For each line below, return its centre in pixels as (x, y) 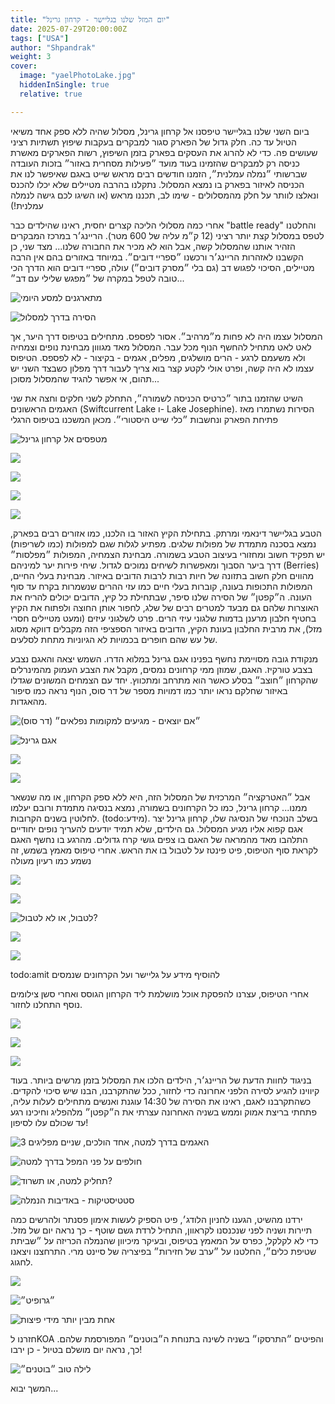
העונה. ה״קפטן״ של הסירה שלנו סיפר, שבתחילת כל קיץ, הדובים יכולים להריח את (161, 597)
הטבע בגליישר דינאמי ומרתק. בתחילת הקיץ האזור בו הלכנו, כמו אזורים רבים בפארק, (166, 533)
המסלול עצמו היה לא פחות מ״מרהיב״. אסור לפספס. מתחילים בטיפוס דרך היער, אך (166, 336)
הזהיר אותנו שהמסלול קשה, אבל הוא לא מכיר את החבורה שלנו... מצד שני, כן (153, 246)
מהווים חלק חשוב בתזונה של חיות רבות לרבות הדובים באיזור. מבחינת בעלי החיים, (162, 575)
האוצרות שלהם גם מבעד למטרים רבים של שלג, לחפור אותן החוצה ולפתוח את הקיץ (165, 607)
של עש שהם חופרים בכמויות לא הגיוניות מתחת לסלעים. (114, 639)
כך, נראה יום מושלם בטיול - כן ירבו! (76, 1349)
